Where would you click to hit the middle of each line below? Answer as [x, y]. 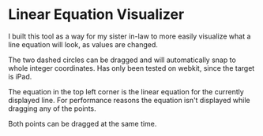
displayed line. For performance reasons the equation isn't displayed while [129, 100]
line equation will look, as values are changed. [83, 44]
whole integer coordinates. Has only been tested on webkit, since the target [131, 68]
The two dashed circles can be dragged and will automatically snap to [122, 60]
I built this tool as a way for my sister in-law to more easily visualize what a [130, 36]
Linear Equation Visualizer [96, 15]
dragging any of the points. [52, 108]
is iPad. [20, 76]
